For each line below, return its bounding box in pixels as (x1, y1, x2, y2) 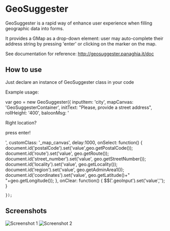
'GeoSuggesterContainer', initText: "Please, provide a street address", (5, 104, 153, 110)
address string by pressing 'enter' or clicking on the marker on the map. (5, 40, 157, 47)
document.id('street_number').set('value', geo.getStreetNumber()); (5, 155, 146, 161)
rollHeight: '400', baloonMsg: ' (5, 109, 69, 115)
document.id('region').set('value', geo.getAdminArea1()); (5, 167, 124, 173)
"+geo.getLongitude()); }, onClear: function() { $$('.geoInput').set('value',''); (5, 177, 165, 183)
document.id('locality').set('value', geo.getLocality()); (5, 161, 118, 167)
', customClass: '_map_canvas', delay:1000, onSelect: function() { (5, 139, 143, 146)
